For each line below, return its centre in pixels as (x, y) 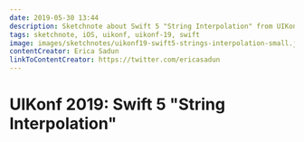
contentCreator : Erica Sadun (64, 52)
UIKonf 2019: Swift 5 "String (118, 104)
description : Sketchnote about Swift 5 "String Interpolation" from (141, 26)
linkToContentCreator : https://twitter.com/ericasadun (115, 60)
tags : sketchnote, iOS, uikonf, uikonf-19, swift (105, 34)
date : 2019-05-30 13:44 (54, 18)
